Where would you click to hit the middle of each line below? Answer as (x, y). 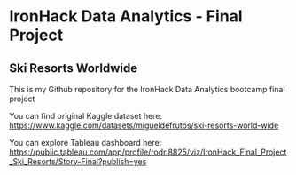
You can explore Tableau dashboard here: (86, 143)
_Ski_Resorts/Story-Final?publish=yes (78, 161)
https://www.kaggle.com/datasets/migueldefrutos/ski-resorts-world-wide (144, 125)
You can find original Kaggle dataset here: (86, 116)
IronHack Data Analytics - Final (126, 16)
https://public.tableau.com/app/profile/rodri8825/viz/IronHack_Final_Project (148, 152)
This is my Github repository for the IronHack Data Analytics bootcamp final (147, 89)
